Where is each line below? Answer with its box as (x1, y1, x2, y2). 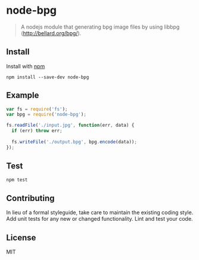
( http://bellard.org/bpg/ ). (20, 29, 82, 36)
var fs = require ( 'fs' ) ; (6, 106, 68, 112)
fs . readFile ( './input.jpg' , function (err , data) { (6, 123, 135, 129)
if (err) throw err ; (11, 128, 63, 134)
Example (6, 90, 39, 101)
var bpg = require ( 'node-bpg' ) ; (6, 111, 86, 118)
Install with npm (6, 62, 45, 70)
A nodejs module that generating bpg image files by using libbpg (20, 23, 180, 30)
